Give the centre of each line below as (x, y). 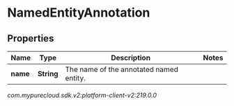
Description (131, 58)
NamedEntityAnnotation (79, 13)
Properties (31, 38)
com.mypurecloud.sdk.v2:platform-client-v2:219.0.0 (82, 95)
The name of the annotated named (122, 69)
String (48, 74)
